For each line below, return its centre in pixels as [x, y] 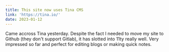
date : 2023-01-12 [24, 19]
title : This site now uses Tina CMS [44, 10]
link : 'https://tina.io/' [33, 15]
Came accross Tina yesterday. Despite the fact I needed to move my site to [84, 34]
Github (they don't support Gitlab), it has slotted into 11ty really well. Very [82, 39]
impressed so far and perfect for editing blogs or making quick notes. [79, 44]
